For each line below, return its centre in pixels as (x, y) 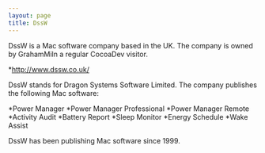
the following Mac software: (53, 93)
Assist (18, 125)
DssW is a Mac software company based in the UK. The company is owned (131, 45)
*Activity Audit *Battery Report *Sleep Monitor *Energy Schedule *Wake (128, 117)
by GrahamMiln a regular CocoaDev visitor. (78, 54)
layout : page (30, 15)
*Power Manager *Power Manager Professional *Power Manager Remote (129, 109)
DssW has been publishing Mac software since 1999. (94, 140)
